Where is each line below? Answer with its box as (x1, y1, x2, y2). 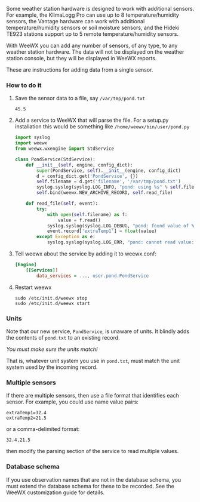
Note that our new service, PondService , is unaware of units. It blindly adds (6, 328, 190, 335)
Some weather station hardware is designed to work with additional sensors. (6, 5, 195, 12)
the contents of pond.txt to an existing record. (6, 334, 121, 341)
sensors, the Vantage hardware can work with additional (6, 18, 145, 24)
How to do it (6, 81, 42, 89)
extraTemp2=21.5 (6, 415, 47, 421)
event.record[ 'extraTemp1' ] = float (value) (47, 228, 157, 235)
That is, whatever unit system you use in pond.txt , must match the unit (6, 357, 180, 364)
